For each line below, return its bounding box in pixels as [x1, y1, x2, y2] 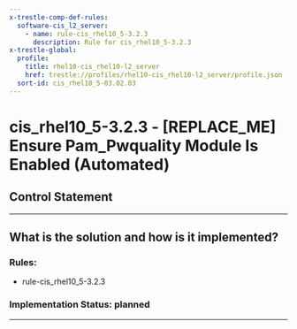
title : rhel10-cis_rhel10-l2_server [25, 63, 161, 72]
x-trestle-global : [9, 46, 77, 55]
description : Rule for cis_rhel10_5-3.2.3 [32, 37, 192, 47]
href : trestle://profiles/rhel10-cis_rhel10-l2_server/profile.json [25, 71, 283, 80]
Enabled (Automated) [9, 154, 171, 174]
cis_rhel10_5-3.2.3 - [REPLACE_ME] [9, 117, 277, 137]
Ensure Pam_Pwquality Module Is [9, 135, 259, 156]
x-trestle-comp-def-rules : [9, 12, 109, 22]
